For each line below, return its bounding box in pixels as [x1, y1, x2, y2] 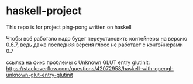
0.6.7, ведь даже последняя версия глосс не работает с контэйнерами [6, 41, 183, 48]
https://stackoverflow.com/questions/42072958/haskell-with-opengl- [6, 65, 174, 72]
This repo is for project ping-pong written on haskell [6, 23, 132, 31]
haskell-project [6, 4, 82, 18]
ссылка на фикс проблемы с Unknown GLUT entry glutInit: [6, 59, 150, 66]
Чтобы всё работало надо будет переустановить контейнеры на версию [6, 35, 188, 42]
